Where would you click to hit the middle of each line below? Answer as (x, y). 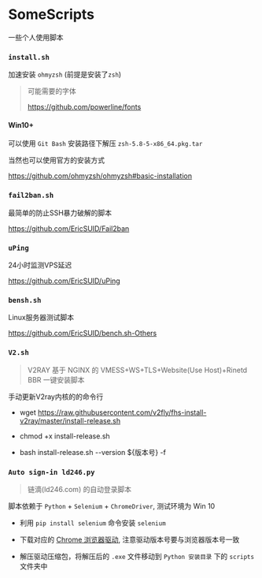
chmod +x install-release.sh (65, 436)
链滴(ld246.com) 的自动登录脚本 (79, 489)
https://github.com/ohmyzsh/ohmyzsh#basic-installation (100, 176)
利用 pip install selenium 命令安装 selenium (93, 523)
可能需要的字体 (52, 91)
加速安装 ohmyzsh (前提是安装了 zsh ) (65, 75)
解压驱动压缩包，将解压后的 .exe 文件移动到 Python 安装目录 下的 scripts (137, 556)
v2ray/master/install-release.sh (70, 420)
